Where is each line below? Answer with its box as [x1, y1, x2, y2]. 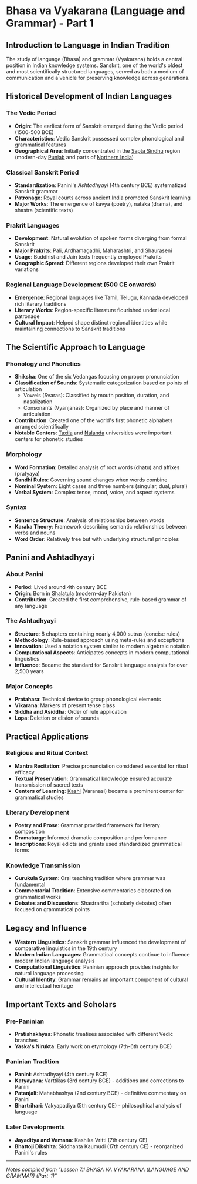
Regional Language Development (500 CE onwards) [6, 280, 157, 289]
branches [14, 1036, 38, 1043]
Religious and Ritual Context [6, 749, 89, 757]
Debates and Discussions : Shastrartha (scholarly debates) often [14, 899, 171, 907]
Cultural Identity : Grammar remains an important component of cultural [14, 976, 189, 983]
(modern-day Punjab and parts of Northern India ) [14, 153, 134, 160]
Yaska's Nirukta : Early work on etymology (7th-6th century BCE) [14, 1042, 172, 1050]
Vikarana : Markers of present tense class [14, 702, 116, 709]
